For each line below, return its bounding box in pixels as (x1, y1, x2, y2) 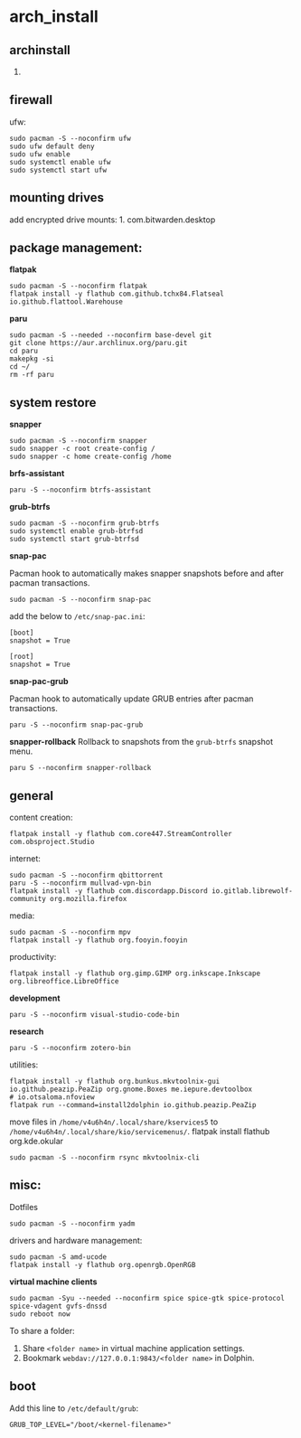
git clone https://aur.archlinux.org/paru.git (9, 339, 188, 348)
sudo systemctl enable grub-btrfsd (9, 527, 144, 536)
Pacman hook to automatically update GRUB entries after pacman (9, 693, 254, 704)
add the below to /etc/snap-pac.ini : (9, 611, 146, 622)
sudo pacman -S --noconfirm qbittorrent (9, 870, 165, 880)
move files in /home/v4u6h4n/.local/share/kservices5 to (9, 1116, 219, 1127)
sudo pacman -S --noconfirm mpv (9, 928, 131, 937)
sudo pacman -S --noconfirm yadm (9, 1218, 136, 1228)
